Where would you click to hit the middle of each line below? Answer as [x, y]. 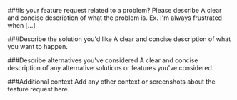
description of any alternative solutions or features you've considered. [111, 68]
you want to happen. [37, 46]
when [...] [21, 25]
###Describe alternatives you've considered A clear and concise [103, 60]
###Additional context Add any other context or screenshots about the [111, 82]
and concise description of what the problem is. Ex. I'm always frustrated [115, 18]
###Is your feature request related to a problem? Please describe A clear [115, 10]
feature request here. [39, 89]
